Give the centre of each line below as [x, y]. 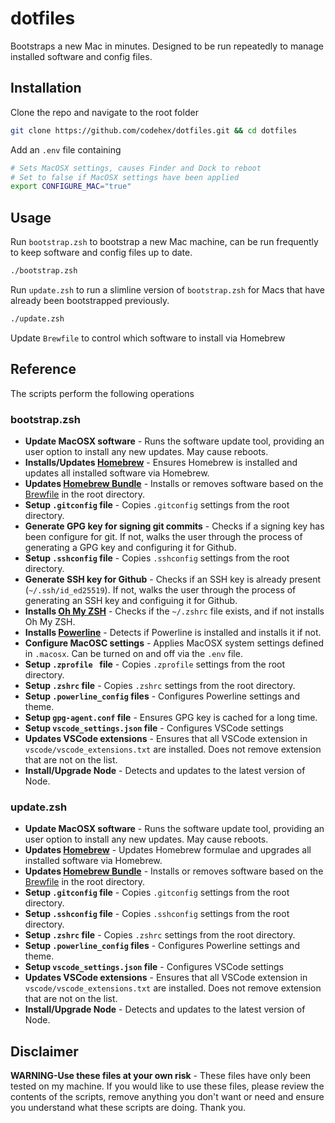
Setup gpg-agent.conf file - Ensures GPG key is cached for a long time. [171, 717]
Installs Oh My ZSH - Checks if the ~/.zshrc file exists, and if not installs [174, 611]
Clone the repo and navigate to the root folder [104, 112]
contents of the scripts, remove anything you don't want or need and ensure [167, 1097]
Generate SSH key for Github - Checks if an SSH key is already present [173, 579]
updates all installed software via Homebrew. [117, 473]
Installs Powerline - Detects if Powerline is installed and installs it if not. [173, 632]
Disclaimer [44, 1051]
